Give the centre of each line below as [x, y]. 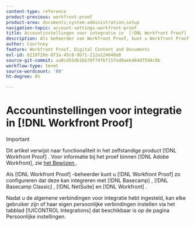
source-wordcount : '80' [35, 71]
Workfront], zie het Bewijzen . [42, 163]
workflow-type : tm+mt [32, 66]
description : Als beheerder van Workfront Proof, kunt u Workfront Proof [98, 39]
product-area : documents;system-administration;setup [73, 22]
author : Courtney [27, 44]
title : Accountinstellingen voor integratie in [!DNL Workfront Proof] [96, 33]
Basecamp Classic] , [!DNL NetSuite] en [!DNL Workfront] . [77, 187]
